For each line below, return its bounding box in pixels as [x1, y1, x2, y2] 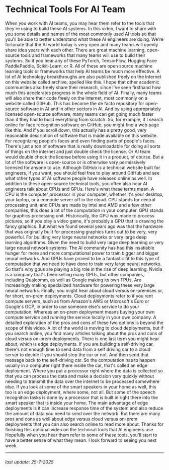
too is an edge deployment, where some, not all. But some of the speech [5, 389, 156, 395]
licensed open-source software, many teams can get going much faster [5, 111, 154, 117]
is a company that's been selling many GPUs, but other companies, [5, 271, 144, 277]
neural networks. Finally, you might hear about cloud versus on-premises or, [5, 287, 163, 293]
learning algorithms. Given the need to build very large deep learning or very [5, 239, 164, 245]
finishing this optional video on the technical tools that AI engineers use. [5, 426, 155, 432]
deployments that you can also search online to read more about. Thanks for [5, 421, 164, 427]
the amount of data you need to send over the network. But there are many [5, 410, 160, 416]
